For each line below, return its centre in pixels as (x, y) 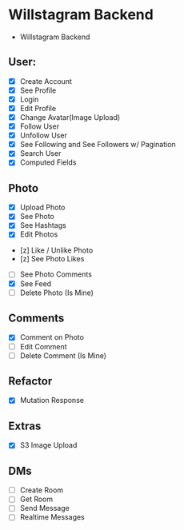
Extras (25, 426)
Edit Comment (43, 346)
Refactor (30, 381)
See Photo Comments (56, 274)
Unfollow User (44, 135)
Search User (40, 153)
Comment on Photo (52, 337)
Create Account (46, 81)
